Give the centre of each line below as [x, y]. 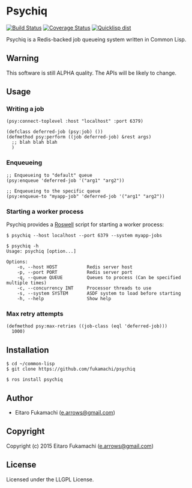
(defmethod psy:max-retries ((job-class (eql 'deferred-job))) [87, 326]
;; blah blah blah [35, 143]
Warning [22, 58]
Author [19, 398]
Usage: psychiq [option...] [41, 252]
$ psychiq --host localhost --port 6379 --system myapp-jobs [84, 236]
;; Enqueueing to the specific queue [53, 191]
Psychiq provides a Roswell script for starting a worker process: [85, 224]
